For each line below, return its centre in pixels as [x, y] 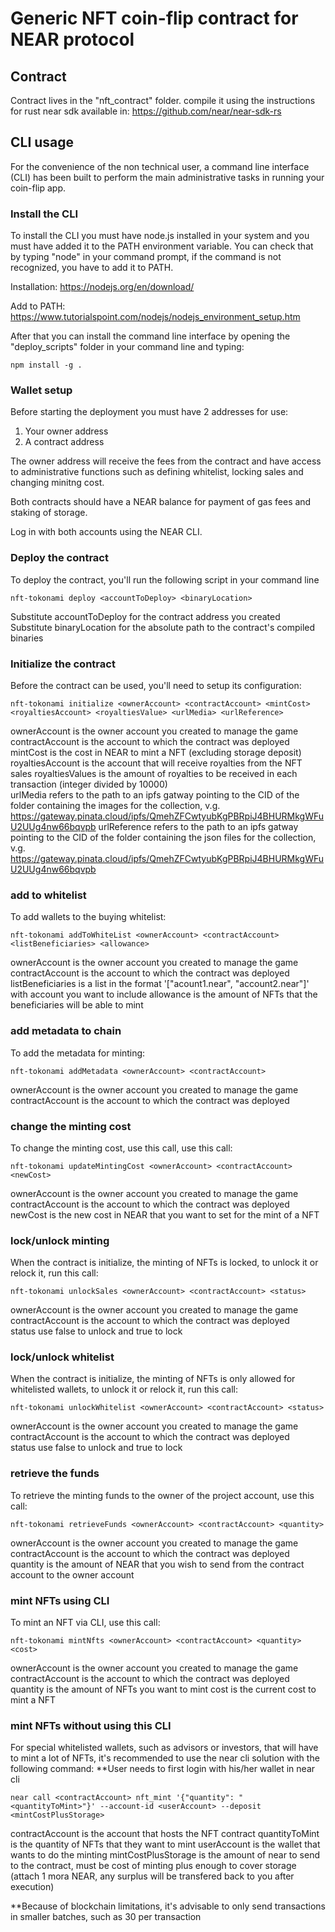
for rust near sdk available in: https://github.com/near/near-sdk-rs [146, 111]
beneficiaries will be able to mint [77, 1005]
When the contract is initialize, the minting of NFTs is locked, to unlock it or [164, 1263]
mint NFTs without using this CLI [91, 1725]
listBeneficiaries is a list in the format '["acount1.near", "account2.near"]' [160, 984]
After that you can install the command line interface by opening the [150, 336]
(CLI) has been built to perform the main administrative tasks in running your [167, 177]
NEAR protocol [72, 39]
